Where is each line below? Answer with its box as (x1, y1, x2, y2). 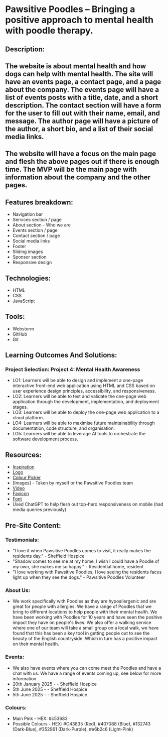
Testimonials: (5, 536, 39, 543)
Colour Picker (12, 474, 41, 480)
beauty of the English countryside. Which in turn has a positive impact (12, 636, 158, 642)
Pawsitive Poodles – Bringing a (5, 4, 135, 15)
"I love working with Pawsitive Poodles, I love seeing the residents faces (12, 569, 162, 575)
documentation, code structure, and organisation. (12, 425, 115, 431)
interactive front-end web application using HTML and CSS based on (12, 383, 155, 389)
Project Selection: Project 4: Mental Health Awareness (5, 366, 140, 373)
